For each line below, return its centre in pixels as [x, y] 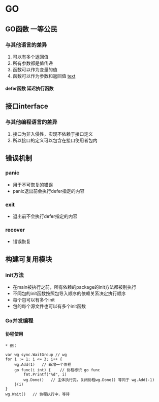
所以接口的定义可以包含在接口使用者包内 [55, 140]
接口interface [27, 106]
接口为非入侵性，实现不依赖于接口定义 [53, 134]
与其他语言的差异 [26, 45]
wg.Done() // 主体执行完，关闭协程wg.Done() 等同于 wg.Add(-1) [89, 380]
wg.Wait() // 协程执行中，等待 [38, 394]
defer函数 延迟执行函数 [29, 89]
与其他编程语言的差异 [31, 122]
